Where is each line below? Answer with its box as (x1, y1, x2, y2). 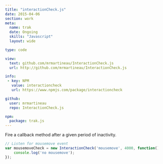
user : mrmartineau (9, 100, 47, 106)
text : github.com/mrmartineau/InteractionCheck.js (9, 61, 114, 66)
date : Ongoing (9, 30, 38, 34)
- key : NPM (7, 79, 29, 83)
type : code (5, 47, 27, 52)
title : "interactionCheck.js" (5, 7, 66, 12)
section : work (5, 16, 34, 21)
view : (5, 56, 16, 61)
